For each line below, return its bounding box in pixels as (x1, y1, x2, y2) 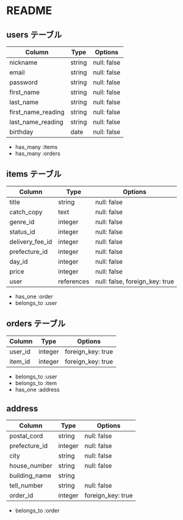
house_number (9, 461, 53, 470)
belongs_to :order (15, 507, 60, 515)
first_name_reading (9, 108, 65, 116)
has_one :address (15, 386, 60, 393)
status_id (9, 227, 35, 236)
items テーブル (6, 169, 62, 179)
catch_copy (9, 208, 43, 216)
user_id (9, 347, 30, 356)
